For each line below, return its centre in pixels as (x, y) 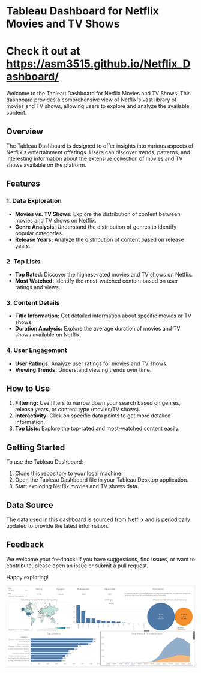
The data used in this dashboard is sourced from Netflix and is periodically (98, 519)
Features (23, 184)
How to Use (28, 388)
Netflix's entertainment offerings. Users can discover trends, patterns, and (98, 152)
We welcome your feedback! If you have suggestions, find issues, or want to (101, 559)
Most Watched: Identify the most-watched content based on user (96, 281)
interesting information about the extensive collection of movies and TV (94, 158)
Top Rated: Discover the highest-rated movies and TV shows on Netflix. (104, 274)
